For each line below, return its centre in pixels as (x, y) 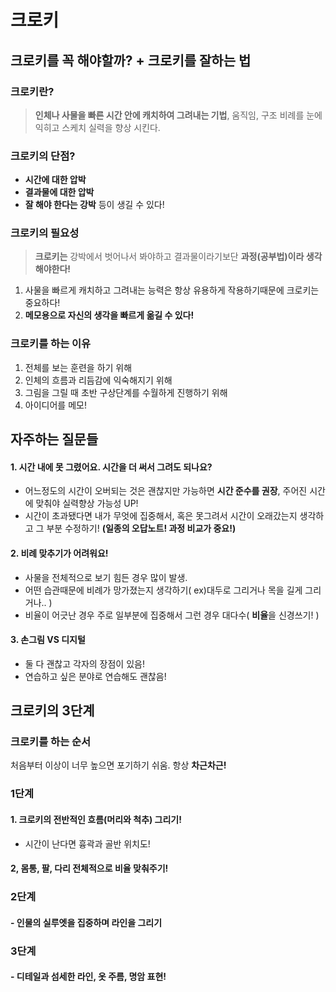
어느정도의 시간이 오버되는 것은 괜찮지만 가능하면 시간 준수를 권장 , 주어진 (166, 491)
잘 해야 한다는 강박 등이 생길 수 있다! (94, 205)
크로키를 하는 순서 (51, 742)
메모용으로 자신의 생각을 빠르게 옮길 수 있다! (109, 315)
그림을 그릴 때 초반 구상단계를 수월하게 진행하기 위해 (126, 392)
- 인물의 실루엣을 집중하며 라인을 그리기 (86, 922)
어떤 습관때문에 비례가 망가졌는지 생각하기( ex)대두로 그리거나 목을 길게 (163, 590)
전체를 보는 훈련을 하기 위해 (78, 367)
